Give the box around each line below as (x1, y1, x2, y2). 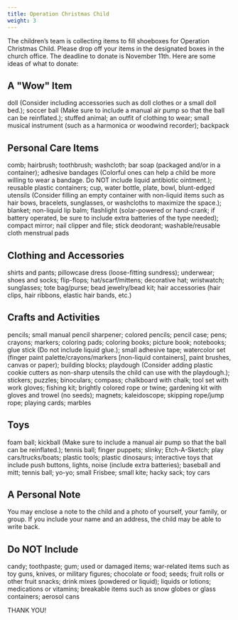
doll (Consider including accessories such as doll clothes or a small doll (7, 99, 217, 107)
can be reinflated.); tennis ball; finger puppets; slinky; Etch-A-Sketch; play (7, 445, 224, 454)
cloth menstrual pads (7, 229, 70, 237)
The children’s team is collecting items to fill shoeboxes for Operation (7, 36, 210, 45)
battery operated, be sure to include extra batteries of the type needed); (7, 214, 219, 223)
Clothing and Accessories (7, 250, 124, 262)
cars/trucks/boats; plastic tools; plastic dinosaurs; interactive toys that (7, 453, 213, 461)
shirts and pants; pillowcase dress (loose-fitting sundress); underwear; (7, 268, 215, 277)
